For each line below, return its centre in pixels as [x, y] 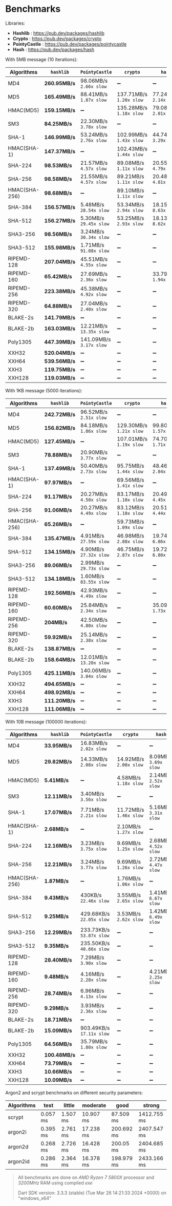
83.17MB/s [131, 494]
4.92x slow [93, 294]
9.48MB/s [57, 977]
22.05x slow [95, 919]
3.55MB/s [129, 895]
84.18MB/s [94, 425]
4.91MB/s [92, 535]
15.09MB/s [58, 1030]
